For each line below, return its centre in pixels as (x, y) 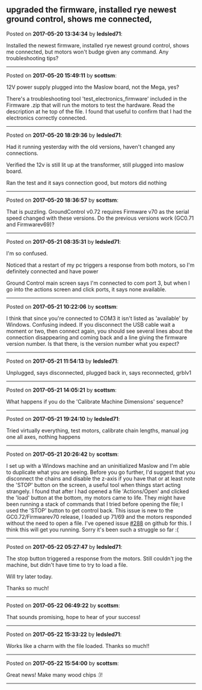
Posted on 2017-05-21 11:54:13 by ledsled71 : (63, 361)
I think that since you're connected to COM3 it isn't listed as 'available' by (97, 318)
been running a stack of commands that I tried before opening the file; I (95, 504)
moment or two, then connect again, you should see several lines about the (99, 331)
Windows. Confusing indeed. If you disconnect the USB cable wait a (91, 324)
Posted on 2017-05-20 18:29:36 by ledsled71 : (64, 135)
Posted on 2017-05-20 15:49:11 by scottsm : (62, 75)
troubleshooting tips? (32, 58)
